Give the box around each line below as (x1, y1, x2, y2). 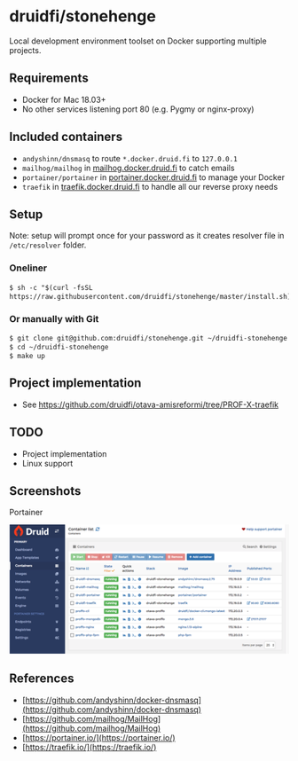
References (9, 671, 74, 686)
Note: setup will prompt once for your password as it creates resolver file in (9, 231, 285, 241)
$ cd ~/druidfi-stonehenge (9, 342, 109, 351)
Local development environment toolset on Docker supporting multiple (9, 35, 268, 46)
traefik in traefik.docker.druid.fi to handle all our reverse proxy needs (21, 181, 278, 192)
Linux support (21, 458, 74, 468)
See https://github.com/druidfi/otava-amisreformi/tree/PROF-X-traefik (21, 399, 279, 410)
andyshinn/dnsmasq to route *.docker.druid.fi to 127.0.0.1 (21, 153, 238, 163)
